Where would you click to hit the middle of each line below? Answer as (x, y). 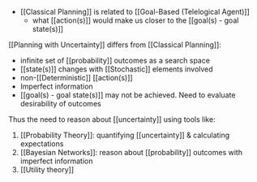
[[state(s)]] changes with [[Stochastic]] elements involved (116, 69)
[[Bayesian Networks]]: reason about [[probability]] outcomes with (131, 152)
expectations (42, 144)
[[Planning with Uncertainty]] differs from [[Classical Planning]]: (115, 45)
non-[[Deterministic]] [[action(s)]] (76, 78)
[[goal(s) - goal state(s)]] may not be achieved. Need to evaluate (128, 95)
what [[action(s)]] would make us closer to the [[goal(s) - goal (135, 20)
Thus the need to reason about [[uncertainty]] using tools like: (112, 119)
